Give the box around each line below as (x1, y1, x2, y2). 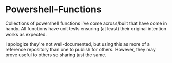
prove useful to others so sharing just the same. (5, 52, 106, 58)
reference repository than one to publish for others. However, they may (5, 46, 156, 52)
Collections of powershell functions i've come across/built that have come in (5, 20, 167, 26)
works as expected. (5, 31, 47, 37)
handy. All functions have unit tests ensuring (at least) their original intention (5, 25, 167, 31)
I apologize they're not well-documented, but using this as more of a (5, 41, 150, 47)
